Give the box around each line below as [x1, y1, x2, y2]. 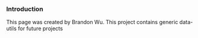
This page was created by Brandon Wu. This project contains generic [6, 19, 179, 26]
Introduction [6, 5, 43, 13]
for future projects [17, 25, 63, 32]
